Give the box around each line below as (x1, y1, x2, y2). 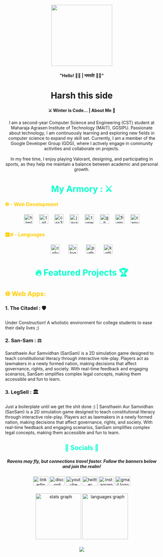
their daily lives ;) (5, 325, 39, 331)
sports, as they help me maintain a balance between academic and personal (5, 161, 158, 167)
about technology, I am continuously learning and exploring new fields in (9, 130, 155, 136)
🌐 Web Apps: (5, 290, 46, 298)
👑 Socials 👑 (65, 444, 99, 452)
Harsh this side (51, 90, 113, 101)
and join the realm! (62, 464, 101, 470)
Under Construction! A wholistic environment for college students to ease (5, 320, 152, 326)
